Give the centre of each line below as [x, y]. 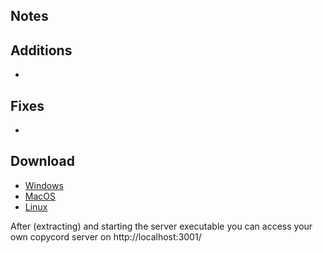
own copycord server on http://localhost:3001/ [106, 236]
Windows [44, 185]
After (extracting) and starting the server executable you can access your [161, 226]
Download [42, 161]
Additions [41, 50]
